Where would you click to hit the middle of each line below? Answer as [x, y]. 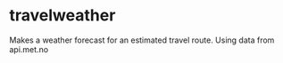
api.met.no [29, 49]
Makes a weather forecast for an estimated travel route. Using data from [142, 40]
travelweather [62, 16]
